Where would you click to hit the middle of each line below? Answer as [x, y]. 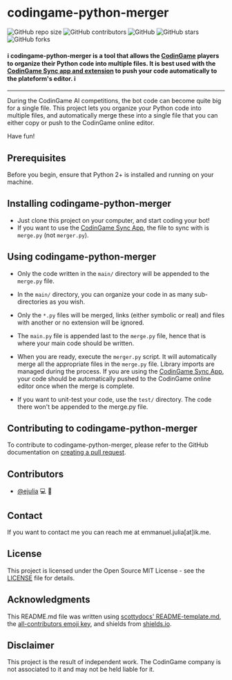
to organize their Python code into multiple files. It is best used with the [112, 63]
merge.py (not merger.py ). [53, 235]
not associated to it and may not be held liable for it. [81, 670]
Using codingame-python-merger [82, 257]
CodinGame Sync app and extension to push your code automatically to [112, 71]
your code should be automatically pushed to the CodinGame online [114, 378]
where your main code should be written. [76, 343]
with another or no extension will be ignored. [81, 322]
